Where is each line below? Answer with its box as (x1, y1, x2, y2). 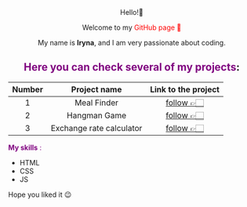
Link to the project (150, 84, 220, 95)
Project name (71, 84, 122, 95)
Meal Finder (74, 97, 119, 108)
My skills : (8, 143, 42, 152)
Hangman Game (66, 110, 127, 121)
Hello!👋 (120, 8, 143, 16)
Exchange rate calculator (50, 122, 143, 133)
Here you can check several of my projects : (23, 60, 241, 74)
